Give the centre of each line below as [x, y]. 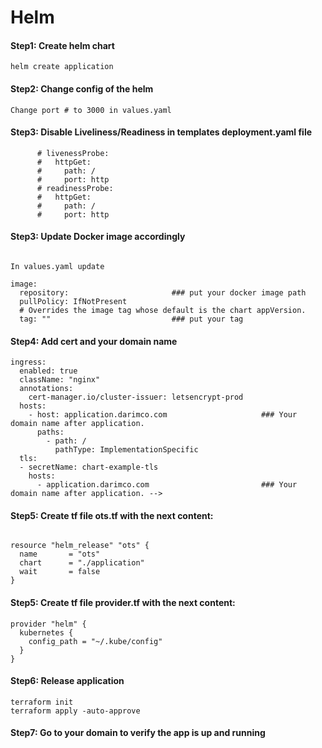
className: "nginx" [60, 380]
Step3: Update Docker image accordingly [98, 237]
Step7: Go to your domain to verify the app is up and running [138, 733]
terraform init [42, 702]
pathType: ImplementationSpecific [126, 450]
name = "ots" [60, 554]
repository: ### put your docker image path [163, 293]
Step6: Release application [67, 681]
